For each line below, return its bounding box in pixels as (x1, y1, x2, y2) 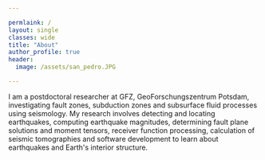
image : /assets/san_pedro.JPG (15, 63, 116, 72)
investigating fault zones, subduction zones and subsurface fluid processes (8, 100, 258, 110)
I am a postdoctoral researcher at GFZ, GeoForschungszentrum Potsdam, (8, 92, 250, 101)
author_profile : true (8, 49, 81, 57)
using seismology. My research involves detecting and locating (8, 108, 216, 118)
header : (8, 56, 34, 64)
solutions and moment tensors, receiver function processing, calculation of (8, 125, 255, 135)
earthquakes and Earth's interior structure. (8, 142, 148, 152)
